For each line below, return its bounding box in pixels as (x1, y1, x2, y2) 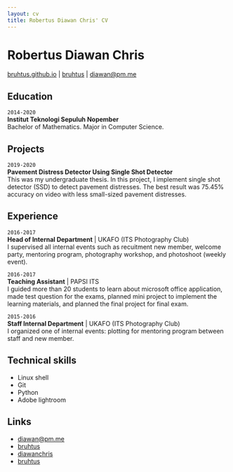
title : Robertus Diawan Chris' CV (7, 17, 109, 24)
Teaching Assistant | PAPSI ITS (7, 277, 100, 285)
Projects (7, 143, 45, 155)
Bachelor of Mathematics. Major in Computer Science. (7, 123, 164, 131)
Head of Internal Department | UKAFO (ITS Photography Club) (7, 235, 189, 243)
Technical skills (7, 355, 77, 367)
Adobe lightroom (17, 396, 67, 404)
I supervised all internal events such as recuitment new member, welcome (7, 243, 222, 251)
